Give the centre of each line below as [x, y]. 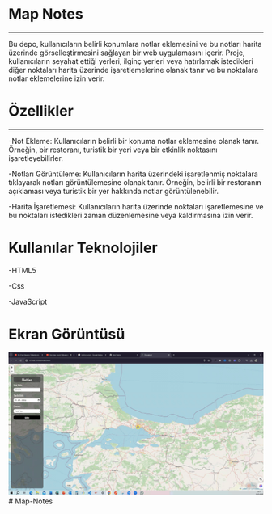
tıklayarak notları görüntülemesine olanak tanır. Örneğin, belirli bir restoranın [135, 182]
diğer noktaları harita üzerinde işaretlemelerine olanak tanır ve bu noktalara [134, 70]
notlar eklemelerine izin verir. [57, 78]
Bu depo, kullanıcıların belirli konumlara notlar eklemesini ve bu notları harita [135, 44]
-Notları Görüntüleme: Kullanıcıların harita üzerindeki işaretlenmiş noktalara [134, 174]
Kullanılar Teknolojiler [83, 248]
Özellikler [41, 111]
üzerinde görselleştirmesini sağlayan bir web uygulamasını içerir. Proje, [127, 53]
